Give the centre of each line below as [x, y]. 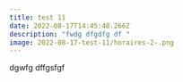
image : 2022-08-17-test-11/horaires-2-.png [92, 42]
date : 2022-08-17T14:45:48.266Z [70, 26]
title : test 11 [38, 17]
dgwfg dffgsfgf [37, 68]
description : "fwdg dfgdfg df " [70, 34]
